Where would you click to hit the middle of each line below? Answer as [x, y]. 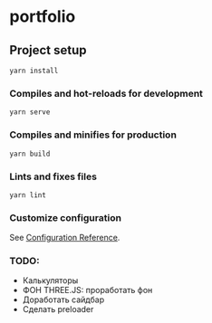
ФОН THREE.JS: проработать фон [87, 290]
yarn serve [30, 112]
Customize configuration [66, 217]
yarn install [34, 71]
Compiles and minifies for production [93, 135]
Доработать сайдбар [63, 299]
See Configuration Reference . [65, 238]
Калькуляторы [50, 280]
